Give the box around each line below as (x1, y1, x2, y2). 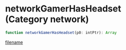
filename (5, 39, 23, 45)
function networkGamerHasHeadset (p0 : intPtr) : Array (5, 30, 117, 35)
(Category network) (5, 13, 89, 25)
